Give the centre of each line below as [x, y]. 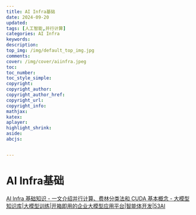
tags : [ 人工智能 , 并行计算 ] [36, 28]
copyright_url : [25, 100]
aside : [14, 134]
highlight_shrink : [29, 128]
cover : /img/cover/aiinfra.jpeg [46, 61]
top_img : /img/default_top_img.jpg [50, 51]
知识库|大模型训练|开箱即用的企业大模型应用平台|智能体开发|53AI [86, 205]
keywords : [18, 39]
